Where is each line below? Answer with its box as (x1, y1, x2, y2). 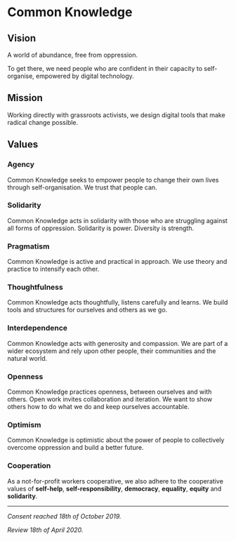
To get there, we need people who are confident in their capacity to (7, 65, 202, 72)
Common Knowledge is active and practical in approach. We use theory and (7, 258, 228, 266)
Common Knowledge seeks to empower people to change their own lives (7, 175, 219, 184)
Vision (7, 32, 37, 44)
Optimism (7, 420, 41, 429)
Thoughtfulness (7, 282, 63, 292)
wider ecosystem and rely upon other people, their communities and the (7, 347, 216, 355)
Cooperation (7, 461, 51, 471)
